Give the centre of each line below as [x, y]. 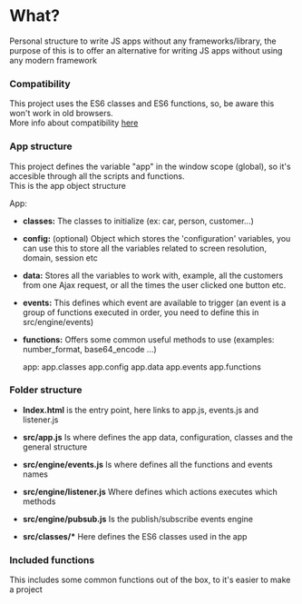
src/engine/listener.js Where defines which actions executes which [150, 491]
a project [26, 589]
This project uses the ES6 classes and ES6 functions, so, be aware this [142, 104]
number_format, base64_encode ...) [89, 349]
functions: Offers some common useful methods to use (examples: [148, 339]
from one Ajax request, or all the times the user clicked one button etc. [154, 285]
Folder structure [46, 390]
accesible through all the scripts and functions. [97, 176]
